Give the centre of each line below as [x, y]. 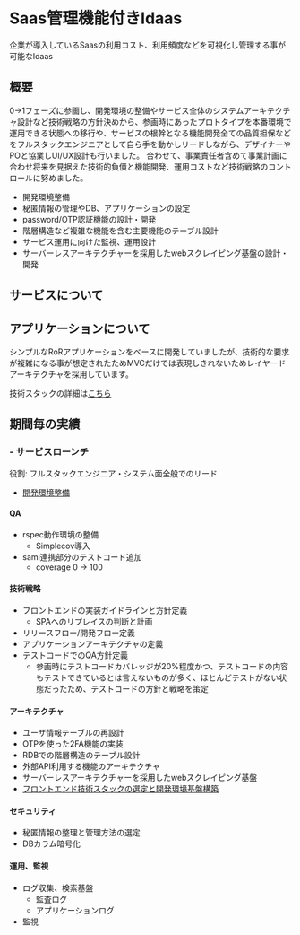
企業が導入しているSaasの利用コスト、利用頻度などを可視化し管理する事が [148, 45]
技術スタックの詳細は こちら [60, 393]
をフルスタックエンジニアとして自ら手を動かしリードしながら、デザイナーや [150, 144]
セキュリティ [33, 811]
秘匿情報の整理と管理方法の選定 [81, 833]
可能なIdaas [31, 56]
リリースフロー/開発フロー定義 [79, 633]
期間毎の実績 [45, 424]
